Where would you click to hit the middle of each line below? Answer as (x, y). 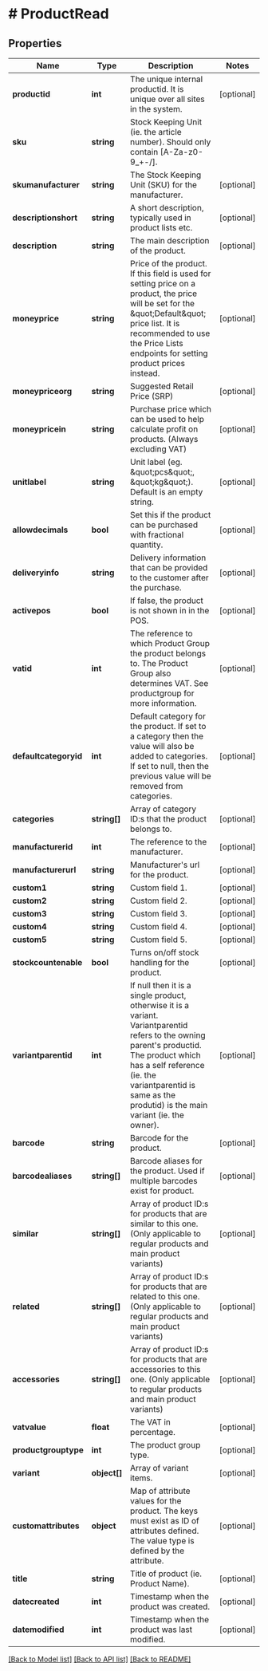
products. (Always (164, 439)
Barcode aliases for (166, 1161)
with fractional (157, 535)
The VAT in (151, 1422)
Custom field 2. (159, 901)
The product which (166, 1055)
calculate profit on (164, 429)
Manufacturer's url (165, 865)
